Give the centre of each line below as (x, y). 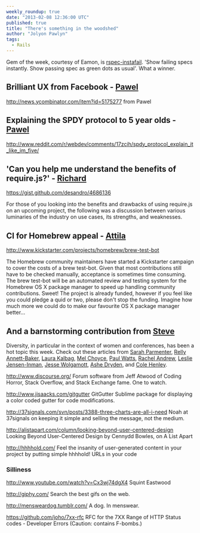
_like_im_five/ (23, 150)
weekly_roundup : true (33, 12)
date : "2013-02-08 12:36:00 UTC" (48, 17)
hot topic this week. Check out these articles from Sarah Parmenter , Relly (96, 352)
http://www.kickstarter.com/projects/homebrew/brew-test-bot (83, 250)
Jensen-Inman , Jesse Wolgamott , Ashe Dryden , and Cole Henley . (87, 364)
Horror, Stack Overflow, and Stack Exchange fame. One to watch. (87, 382)
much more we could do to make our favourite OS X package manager (93, 306)
